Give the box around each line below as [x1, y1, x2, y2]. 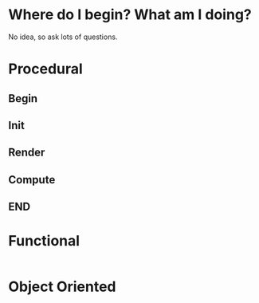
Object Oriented [8, 277, 116, 296]
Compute [8, 173, 56, 187]
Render [8, 146, 45, 159]
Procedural [8, 60, 84, 78]
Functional [8, 232, 80, 250]
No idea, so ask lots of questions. [8, 32, 118, 41]
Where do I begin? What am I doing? [8, 6, 253, 24]
